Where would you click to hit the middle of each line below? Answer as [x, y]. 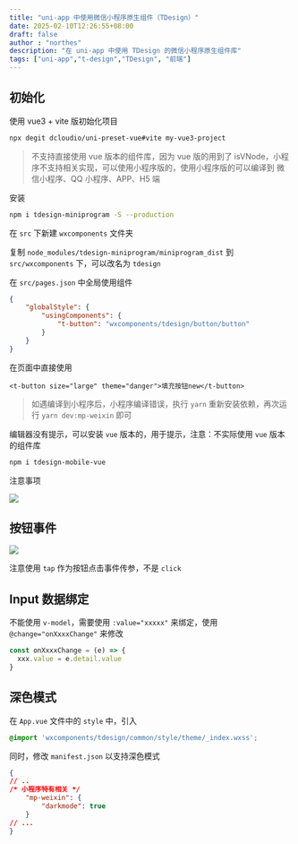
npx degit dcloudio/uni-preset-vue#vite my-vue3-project [118, 138]
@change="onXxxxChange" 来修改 [66, 633]
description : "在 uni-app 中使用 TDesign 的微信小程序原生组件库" [125, 51]
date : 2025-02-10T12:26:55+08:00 [72, 26]
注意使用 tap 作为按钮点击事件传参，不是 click [95, 568]
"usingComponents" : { [82, 316]
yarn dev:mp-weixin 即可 [87, 415]
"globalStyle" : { [58, 307]
